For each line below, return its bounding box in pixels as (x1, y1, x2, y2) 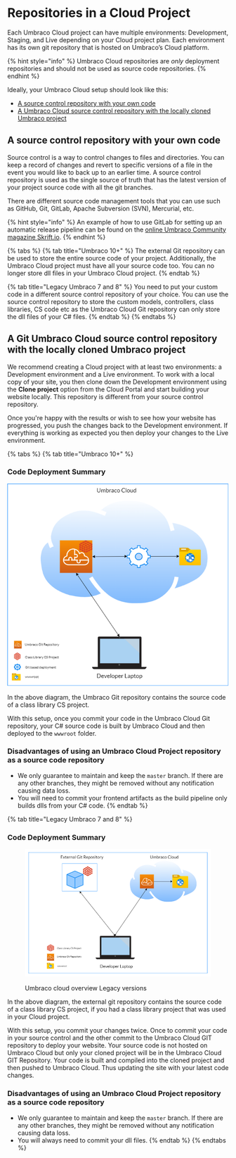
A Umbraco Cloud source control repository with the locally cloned (17, 106, 211, 115)
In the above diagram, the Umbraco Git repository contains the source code (7, 693, 226, 701)
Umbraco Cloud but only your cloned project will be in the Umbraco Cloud (7, 1049, 222, 1057)
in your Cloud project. (7, 1012, 70, 1021)
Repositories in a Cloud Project (7, 5, 191, 21)
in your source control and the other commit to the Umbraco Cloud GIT (7, 1033, 212, 1043)
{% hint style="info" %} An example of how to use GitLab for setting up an (7, 218, 223, 226)
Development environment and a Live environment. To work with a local (7, 370, 215, 378)
